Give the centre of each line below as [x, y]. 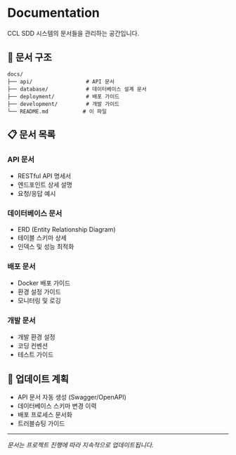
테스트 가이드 [35, 355]
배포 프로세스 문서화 [45, 415]
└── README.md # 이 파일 [57, 111]
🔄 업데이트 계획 [38, 379]
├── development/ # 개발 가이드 [64, 104]
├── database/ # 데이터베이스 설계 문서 [77, 89]
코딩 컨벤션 [33, 346]
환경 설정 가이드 [39, 292]
